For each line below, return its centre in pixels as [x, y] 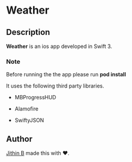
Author [19, 139]
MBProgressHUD [35, 98]
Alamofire [27, 109]
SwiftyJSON [29, 120]
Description [28, 32]
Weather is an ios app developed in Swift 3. [59, 46]
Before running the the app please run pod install [66, 74]
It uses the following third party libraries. [55, 86]
